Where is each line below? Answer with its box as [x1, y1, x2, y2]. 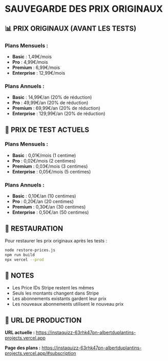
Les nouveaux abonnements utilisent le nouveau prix [12, 301, 124, 307]
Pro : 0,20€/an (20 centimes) [12, 198, 74, 205]
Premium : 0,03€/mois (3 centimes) [12, 163, 88, 169]
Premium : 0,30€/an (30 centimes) [12, 204, 86, 210]
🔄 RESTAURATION [5, 224, 64, 233]
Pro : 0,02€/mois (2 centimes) [12, 157, 76, 164]
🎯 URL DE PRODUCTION [5, 315, 82, 325]
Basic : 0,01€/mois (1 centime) [12, 152, 76, 159]
